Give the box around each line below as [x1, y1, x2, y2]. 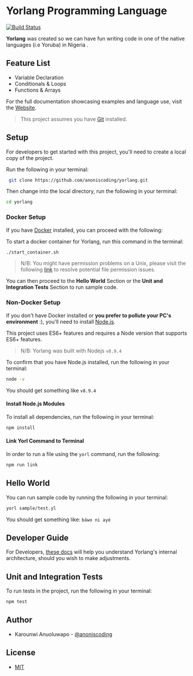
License [6, 648, 36, 658]
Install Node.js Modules [6, 400, 65, 407]
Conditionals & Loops [14, 80, 66, 87]
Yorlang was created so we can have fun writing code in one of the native [6, 35, 185, 42]
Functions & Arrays [14, 86, 61, 94]
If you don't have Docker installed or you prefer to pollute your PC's [6, 312, 172, 319]
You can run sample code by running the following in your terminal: [6, 494, 168, 501]
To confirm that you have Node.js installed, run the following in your [6, 358, 170, 365]
